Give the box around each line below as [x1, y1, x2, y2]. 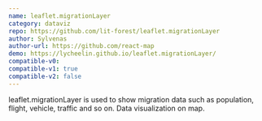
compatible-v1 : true [8, 65, 79, 73]
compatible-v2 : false [8, 72, 82, 80]
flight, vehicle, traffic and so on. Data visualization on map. [8, 103, 205, 113]
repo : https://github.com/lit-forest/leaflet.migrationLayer [8, 27, 221, 35]
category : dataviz [8, 19, 71, 28]
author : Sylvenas [8, 34, 68, 43]
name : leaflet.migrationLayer [8, 11, 111, 20]
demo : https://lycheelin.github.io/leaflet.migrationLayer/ [8, 50, 217, 58]
